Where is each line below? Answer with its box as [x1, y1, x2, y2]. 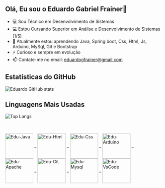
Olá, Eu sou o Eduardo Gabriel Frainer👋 [5, 5, 127, 13]
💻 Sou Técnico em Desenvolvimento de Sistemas [12, 18, 114, 24]
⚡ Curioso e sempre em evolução [12, 49, 81, 55]
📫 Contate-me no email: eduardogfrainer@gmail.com [12, 57, 123, 63]
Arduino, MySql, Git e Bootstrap [12, 43, 78, 50]
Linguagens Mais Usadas [5, 100, 85, 109]
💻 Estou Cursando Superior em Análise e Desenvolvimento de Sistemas [12, 26, 161, 32]
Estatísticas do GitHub [5, 73, 76, 81]
